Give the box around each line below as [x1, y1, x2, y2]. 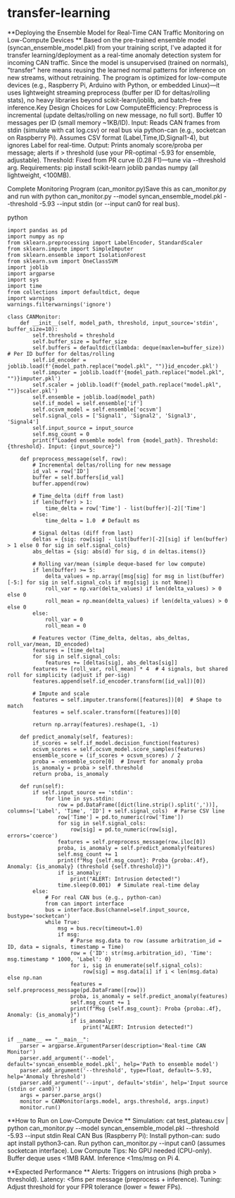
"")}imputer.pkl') [7, 375, 61, 382]
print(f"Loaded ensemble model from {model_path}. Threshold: [32, 436, 219, 444]
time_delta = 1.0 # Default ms [44, 517, 140, 524]
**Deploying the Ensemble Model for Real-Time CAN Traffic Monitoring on [7, 28, 224, 37]
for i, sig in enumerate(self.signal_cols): [70, 962, 203, 969]
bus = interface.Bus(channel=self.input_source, [44, 906, 191, 914]
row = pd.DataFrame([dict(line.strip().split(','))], [57, 801, 219, 808]
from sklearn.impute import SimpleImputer [7, 245, 134, 252]
